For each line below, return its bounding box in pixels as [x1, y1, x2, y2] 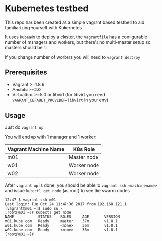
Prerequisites [5, 68, 47, 77]
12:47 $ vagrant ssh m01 [5, 197, 56, 202]
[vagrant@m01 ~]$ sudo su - [5, 206, 63, 211]
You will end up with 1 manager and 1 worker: [5, 134, 97, 140]
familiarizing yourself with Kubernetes [5, 24, 82, 30]
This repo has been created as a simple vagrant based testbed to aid [5, 19, 145, 25]
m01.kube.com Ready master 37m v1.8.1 [5, 218, 118, 224]
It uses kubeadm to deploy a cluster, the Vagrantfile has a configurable [5, 34, 148, 40]
